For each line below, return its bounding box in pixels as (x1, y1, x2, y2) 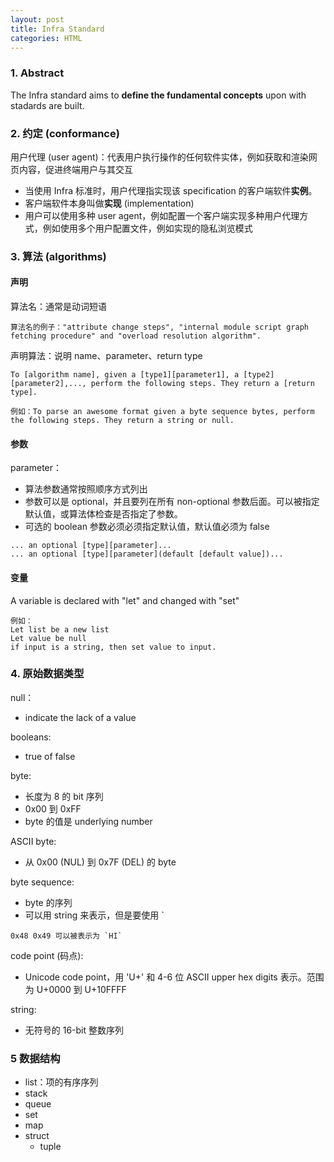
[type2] (243, 370, 275, 380)
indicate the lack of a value (24, 711, 137, 723)
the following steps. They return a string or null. (10, 416, 235, 426)
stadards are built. (10, 99, 85, 111)
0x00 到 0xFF (24, 802, 82, 815)
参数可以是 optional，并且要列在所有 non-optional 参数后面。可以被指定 (24, 496, 320, 508)
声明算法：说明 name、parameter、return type (10, 350, 203, 362)
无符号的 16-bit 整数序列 (24, 1024, 125, 1036)
